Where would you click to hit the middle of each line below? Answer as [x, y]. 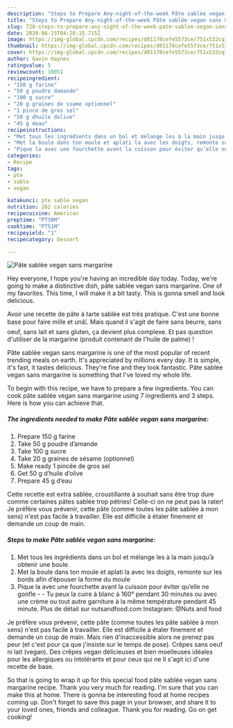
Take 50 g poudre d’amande [58, 444]
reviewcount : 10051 [35, 72]
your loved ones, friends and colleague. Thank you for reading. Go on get [112, 710]
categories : [24, 156]
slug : [15, 26]
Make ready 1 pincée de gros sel [63, 466]
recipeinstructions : [37, 130]
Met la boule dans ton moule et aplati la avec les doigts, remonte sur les [120, 572]
